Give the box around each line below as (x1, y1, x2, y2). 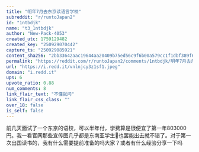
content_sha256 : (6, 53, 46, 59)
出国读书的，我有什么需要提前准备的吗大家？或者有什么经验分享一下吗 (11, 140, 182, 147)
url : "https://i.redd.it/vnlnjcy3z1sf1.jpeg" (6, 63, 120, 70)
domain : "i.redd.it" (6, 69, 57, 75)
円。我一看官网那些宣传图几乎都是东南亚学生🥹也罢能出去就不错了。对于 (6, 132, 181, 139)
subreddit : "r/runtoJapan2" (6, 14, 76, 20)
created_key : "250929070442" (6, 42, 78, 48)
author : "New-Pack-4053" (6, 31, 68, 37)
